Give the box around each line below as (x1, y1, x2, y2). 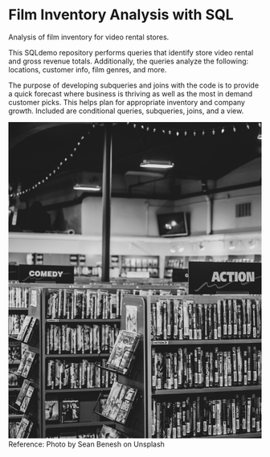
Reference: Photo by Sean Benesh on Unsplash (8, 439, 165, 449)
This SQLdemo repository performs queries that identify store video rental (8, 47, 254, 57)
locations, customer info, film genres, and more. (8, 64, 167, 74)
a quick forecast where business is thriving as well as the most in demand (8, 88, 253, 98)
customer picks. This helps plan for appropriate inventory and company (8, 97, 245, 107)
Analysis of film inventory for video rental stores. (8, 32, 170, 42)
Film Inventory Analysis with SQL (8, 6, 235, 24)
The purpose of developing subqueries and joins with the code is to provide (8, 80, 260, 90)
